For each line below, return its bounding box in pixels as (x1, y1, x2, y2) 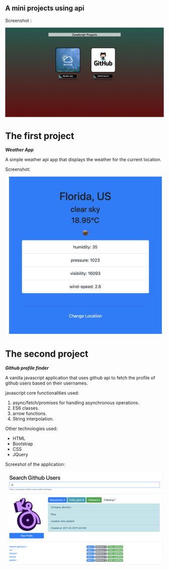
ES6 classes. (12, 405, 39, 411)
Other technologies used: (5, 425, 58, 432)
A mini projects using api (5, 4, 84, 13)
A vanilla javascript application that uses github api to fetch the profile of (5, 375, 155, 381)
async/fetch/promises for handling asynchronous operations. (12, 400, 140, 406)
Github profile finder (5, 365, 49, 371)
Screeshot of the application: (5, 461, 65, 467)
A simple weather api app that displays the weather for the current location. (5, 157, 162, 163)
